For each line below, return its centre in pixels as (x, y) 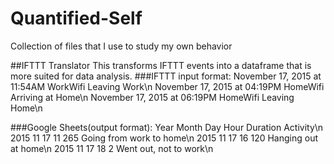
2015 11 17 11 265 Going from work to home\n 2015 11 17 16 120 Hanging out (164, 138)
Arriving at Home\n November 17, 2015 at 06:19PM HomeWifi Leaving (152, 97)
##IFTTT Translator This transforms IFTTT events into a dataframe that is (161, 65)
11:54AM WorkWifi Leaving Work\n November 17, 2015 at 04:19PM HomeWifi (167, 86)
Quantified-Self (76, 18)
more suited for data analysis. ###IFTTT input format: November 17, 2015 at (166, 76)
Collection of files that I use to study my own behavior (121, 46)
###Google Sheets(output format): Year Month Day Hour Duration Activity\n (167, 127)
